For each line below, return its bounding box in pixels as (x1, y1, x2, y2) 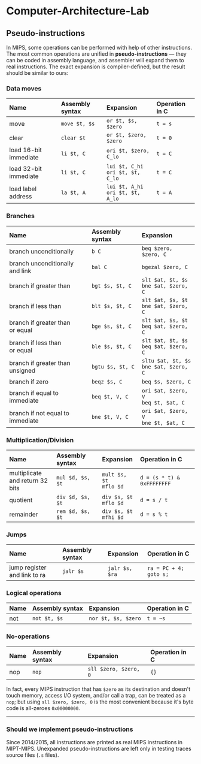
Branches (6, 212, 35, 220)
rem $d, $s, (56, 508, 91, 515)
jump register (9, 563, 47, 572)
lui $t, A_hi (106, 183, 144, 190)
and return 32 (9, 476, 48, 485)
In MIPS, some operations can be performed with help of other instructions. (6, 44, 193, 51)
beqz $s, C (92, 378, 123, 385)
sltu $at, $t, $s (141, 357, 191, 364)
